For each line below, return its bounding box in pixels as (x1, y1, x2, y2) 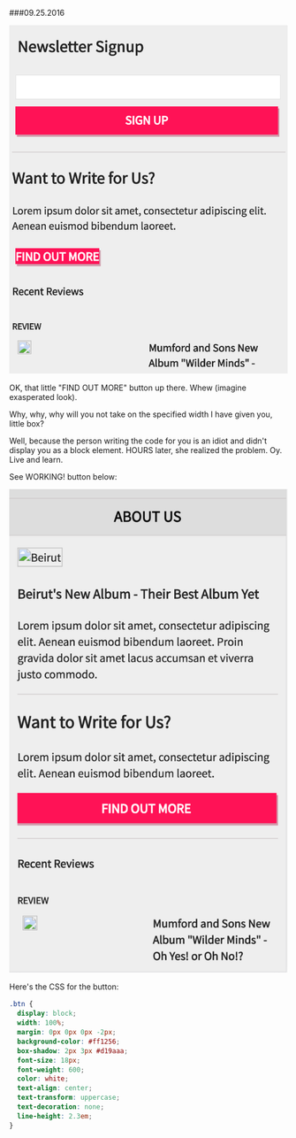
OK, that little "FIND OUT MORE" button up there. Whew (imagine (9, 382, 247, 393)
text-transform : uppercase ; (17, 1093, 121, 1103)
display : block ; (17, 1009, 77, 1019)
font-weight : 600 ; (17, 1065, 86, 1074)
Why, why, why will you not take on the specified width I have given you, (9, 409, 273, 419)
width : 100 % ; (17, 1019, 65, 1027)
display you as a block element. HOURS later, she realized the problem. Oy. (9, 444, 283, 455)
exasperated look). (9, 391, 78, 402)
